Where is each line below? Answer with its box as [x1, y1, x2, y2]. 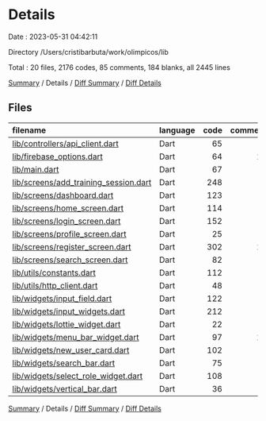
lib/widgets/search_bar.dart [12, 357, 116, 369]
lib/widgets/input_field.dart [12, 292, 112, 303]
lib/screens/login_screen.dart [12, 215, 121, 226]
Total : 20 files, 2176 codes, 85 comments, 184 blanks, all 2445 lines [8, 62, 231, 72]
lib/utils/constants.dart [12, 267, 97, 278]
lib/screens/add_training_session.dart [12, 176, 152, 187]
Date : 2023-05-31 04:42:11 [8, 32, 98, 41]
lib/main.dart [12, 164, 59, 175]
